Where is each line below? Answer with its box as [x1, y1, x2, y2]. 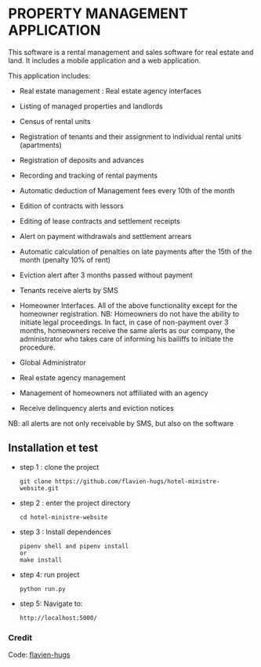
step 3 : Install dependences [19, 527, 111, 537]
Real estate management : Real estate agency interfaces [19, 86, 202, 95]
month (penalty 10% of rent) [19, 255, 111, 264]
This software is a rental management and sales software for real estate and [8, 47, 254, 57]
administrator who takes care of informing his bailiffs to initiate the [19, 334, 234, 343]
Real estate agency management [19, 372, 126, 382]
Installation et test [8, 442, 99, 455]
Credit [8, 632, 33, 643]
